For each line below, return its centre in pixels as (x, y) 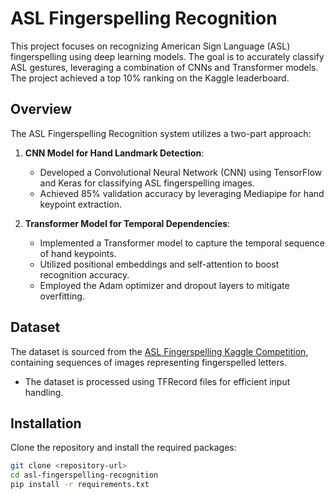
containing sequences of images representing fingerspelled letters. (148, 362)
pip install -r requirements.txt (80, 485)
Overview (41, 109)
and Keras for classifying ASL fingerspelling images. (147, 183)
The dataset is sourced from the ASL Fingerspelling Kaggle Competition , (159, 351)
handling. (44, 392)
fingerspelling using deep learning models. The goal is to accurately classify (167, 56)
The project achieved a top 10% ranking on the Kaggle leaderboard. (150, 78)
